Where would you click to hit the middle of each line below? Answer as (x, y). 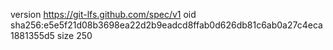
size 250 (74, 35)
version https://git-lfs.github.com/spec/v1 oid (103, 14)
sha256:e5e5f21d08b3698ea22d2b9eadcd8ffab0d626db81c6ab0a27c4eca (166, 25)
